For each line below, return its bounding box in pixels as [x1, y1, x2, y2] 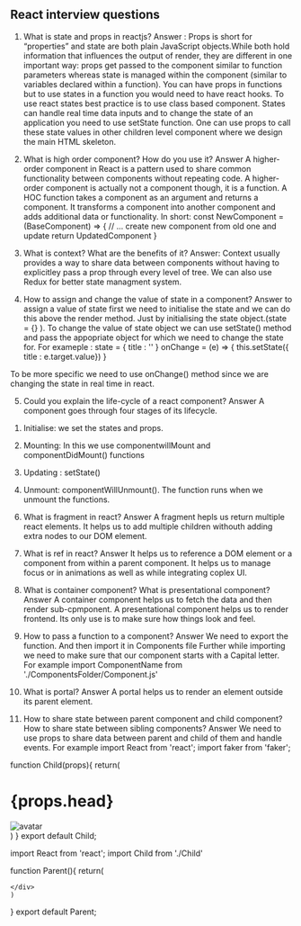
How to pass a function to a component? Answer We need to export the [22, 630, 288, 642]
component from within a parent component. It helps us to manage [22, 557, 271, 568]
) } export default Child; [10, 830, 97, 841]
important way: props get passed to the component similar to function [22, 59, 282, 70]
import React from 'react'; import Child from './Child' [10, 848, 203, 859]
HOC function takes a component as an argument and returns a [22, 192, 259, 202]
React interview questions [10, 7, 161, 22]
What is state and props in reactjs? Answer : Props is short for [22, 31, 252, 41]
